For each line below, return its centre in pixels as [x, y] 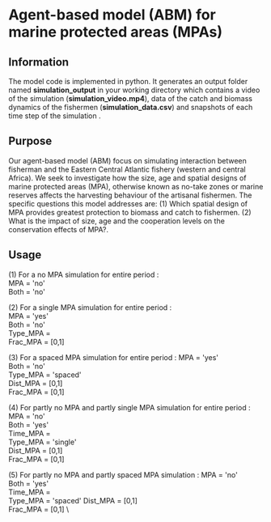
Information [39, 62]
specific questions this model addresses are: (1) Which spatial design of [128, 203]
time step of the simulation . [55, 116]
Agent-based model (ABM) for [112, 15]
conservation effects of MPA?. [59, 229]
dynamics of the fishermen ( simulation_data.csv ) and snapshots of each [131, 107]
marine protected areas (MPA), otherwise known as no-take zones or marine [136, 186]
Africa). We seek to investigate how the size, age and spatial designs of [127, 178]
